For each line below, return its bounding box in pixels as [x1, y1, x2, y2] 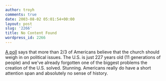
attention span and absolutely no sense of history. [5, 70, 108, 76]
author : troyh [5, 7, 35, 12]
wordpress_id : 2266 [5, 35, 46, 40]
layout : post [5, 21, 32, 26]
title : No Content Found [5, 30, 57, 35]
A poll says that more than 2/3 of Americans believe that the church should [5, 48, 160, 55]
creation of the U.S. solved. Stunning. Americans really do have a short [5, 64, 151, 70]
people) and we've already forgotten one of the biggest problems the [5, 59, 147, 65]
